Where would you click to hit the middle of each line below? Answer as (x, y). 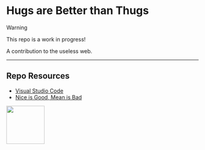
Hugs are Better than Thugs (78, 11)
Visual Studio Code (39, 91)
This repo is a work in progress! (46, 39)
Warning (17, 27)
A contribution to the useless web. (49, 51)
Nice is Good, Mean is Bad (49, 97)
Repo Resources (38, 76)
